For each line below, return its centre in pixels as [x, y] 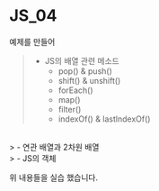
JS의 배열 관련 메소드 [82, 60]
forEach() [75, 90]
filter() [70, 109]
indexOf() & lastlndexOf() [104, 119]
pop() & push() [85, 71]
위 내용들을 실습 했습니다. [54, 177]
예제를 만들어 [32, 41]
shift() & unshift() [89, 80]
